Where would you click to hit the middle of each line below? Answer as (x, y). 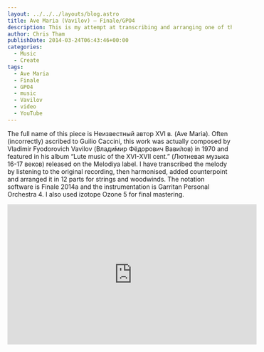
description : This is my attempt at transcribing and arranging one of (116, 27)
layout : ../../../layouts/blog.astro (63, 14)
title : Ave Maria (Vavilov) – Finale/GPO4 (71, 21)
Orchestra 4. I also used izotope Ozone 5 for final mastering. (96, 194)
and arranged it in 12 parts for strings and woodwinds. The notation (106, 179)
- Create (27, 61)
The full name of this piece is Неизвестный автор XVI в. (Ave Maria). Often (118, 133)
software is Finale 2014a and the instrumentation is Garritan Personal (109, 187)
